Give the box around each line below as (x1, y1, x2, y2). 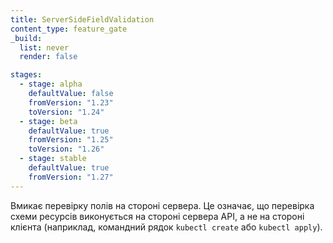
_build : (10, 33, 43, 43)
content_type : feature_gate (10, 24, 128, 34)
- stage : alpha (19, 79, 83, 90)
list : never (19, 42, 70, 53)
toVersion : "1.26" (28, 144, 105, 155)
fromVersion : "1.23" (28, 97, 114, 108)
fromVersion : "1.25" (28, 135, 114, 145)
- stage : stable (19, 154, 87, 164)
